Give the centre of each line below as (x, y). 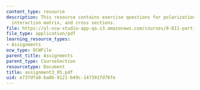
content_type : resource (36, 12)
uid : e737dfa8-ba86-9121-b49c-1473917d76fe (61, 78)
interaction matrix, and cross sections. (64, 22)
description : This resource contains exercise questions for (84, 17)
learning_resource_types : (38, 39)
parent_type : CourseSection (41, 61)
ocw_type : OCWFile (29, 50)
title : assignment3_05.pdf (40, 72)
